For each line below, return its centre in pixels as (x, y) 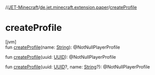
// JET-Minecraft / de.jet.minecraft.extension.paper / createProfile (71, 7)
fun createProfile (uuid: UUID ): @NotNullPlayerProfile (61, 57)
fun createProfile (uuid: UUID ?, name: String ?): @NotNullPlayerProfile (77, 67)
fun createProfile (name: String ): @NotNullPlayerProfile (63, 47)
